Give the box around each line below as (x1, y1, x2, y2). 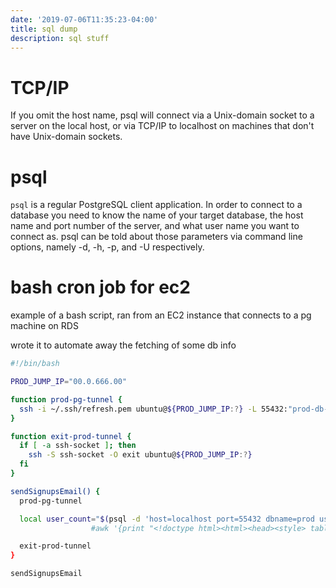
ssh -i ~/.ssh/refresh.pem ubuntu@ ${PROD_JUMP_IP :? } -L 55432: (19, 404, 288, 414)
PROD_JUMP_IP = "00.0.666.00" (10, 377, 128, 387)
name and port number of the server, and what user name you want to (10, 220, 300, 232)
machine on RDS (10, 320, 79, 332)
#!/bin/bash (10, 359, 60, 369)
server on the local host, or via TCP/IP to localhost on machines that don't (10, 120, 315, 132)
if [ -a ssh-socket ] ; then (19, 441, 137, 451)
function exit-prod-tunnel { (10, 431, 132, 441)
